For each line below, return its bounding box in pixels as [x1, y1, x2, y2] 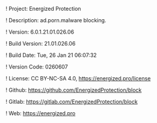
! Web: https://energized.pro [5, 110, 76, 116]
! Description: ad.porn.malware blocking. [5, 17, 106, 23]
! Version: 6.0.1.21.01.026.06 [5, 28, 75, 35]
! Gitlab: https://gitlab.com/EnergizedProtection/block [5, 98, 138, 105]
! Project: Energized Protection [5, 5, 82, 12]
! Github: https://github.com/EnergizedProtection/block [5, 86, 142, 94]
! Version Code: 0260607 [5, 63, 69, 70]
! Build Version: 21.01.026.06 [5, 40, 76, 47]
